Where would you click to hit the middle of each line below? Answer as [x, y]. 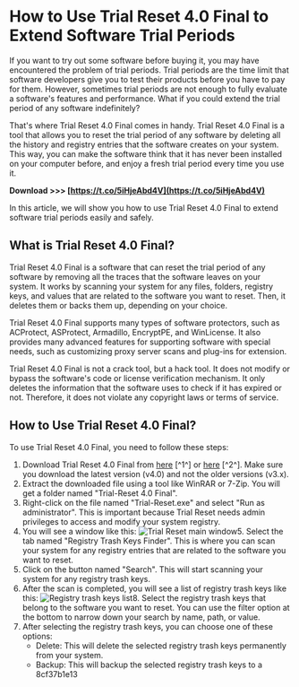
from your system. [69, 655]
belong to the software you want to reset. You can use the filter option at [156, 607]
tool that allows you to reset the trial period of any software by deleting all [145, 135]
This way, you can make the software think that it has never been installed [146, 153]
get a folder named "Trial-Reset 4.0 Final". [100, 493]
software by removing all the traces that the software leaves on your [135, 276]
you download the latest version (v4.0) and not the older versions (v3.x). [155, 474]
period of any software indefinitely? [75, 108]
